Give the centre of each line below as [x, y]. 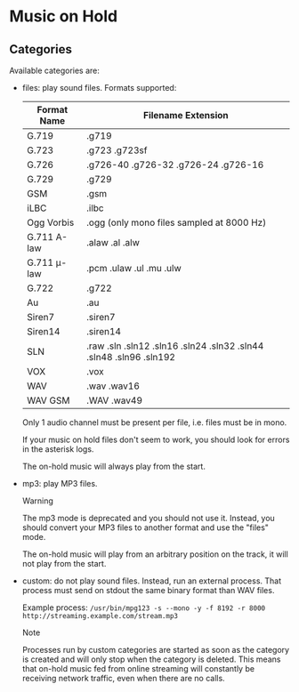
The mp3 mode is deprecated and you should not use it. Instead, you [149, 518]
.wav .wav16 [113, 386]
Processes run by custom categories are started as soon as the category [156, 650]
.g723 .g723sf [117, 150]
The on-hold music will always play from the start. [114, 466]
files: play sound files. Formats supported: [99, 88]
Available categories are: [55, 70]
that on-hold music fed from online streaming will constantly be [138, 668]
